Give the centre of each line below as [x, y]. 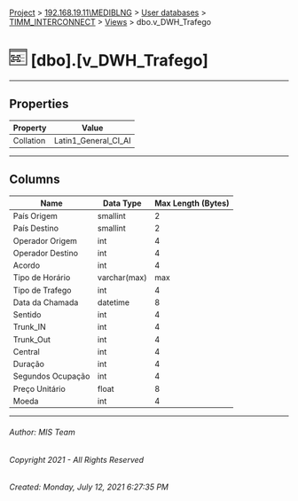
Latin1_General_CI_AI [93, 141]
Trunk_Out [32, 339]
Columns [35, 179]
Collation [29, 141]
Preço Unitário [39, 388]
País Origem [35, 216]
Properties [39, 103]
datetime [114, 302]
